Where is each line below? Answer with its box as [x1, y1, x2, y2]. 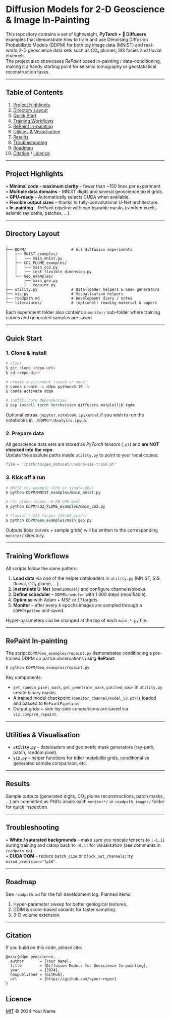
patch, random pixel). [13, 749, 58, 756]
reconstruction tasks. [6, 68, 50, 74]
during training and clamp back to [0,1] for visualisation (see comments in [6, 842, 161, 848]
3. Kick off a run [6, 474, 46, 481]
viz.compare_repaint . [13, 711, 58, 718]
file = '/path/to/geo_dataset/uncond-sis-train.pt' [6, 462, 117, 467]
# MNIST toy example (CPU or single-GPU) [6, 485, 94, 490]
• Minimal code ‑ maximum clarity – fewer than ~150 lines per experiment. [6, 183, 162, 189]
